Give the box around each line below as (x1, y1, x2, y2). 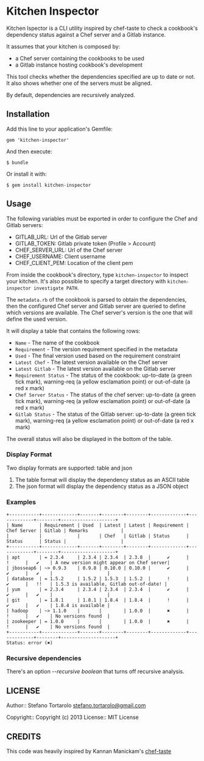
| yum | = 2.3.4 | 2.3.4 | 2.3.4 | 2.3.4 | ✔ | (6, 586, 189, 593)
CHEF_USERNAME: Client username (15, 252, 106, 260)
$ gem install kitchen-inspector (6, 182, 91, 188)
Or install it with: (6, 170, 47, 178)
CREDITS (6, 731, 41, 741)
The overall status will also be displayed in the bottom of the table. (6, 435, 172, 442)
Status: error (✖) (6, 640, 53, 646)
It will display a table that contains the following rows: (6, 327, 141, 334)
